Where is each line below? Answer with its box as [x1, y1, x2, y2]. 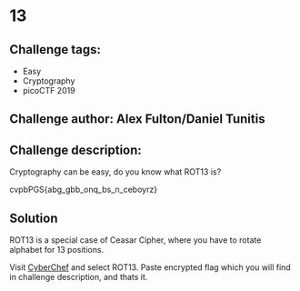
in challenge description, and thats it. [9, 272, 148, 283]
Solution [9, 210, 58, 226]
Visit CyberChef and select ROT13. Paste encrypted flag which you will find [9, 262, 291, 273]
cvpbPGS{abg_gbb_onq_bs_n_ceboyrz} [9, 184, 157, 196]
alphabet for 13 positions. [9, 245, 105, 256]
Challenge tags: [9, 42, 102, 57]
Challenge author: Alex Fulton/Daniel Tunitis [9, 111, 265, 127]
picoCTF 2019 [22, 85, 75, 95]
